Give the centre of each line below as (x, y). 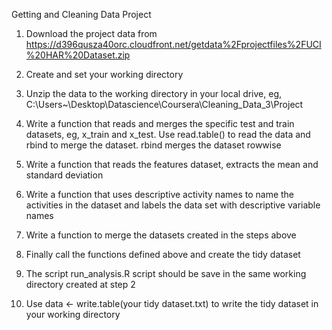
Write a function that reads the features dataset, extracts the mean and (172, 164)
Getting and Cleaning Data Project (81, 14)
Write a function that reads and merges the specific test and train (160, 123)
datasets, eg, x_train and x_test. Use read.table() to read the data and (168, 134)
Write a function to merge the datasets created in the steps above (161, 235)
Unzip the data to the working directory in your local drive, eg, (154, 93)
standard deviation (64, 175)
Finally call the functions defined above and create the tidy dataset (163, 254)
